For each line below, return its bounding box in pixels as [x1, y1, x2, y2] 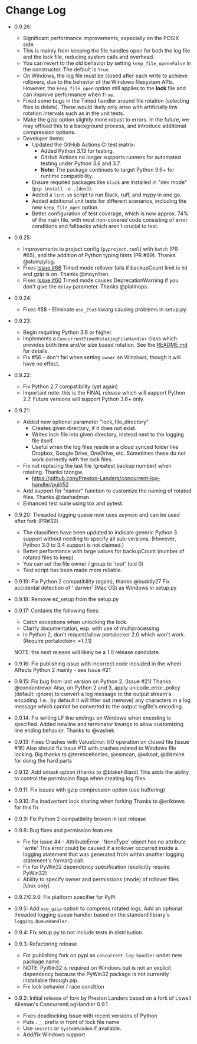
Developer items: [22, 134, 64, 142]
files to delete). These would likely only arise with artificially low [22, 103, 178, 110]
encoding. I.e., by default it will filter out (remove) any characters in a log [14, 697, 191, 704]
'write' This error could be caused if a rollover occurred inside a [22, 844, 178, 851]
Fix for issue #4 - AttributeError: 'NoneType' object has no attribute [22, 838, 186, 845]
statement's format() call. [22, 856, 85, 864]
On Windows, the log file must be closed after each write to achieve [22, 72, 188, 79]
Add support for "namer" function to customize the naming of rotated [22, 487, 192, 494]
